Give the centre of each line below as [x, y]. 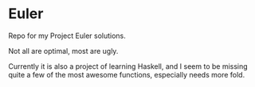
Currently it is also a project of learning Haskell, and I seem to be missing [128, 66]
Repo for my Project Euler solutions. [67, 36]
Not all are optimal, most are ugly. [63, 51]
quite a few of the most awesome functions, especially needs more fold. [127, 74]
